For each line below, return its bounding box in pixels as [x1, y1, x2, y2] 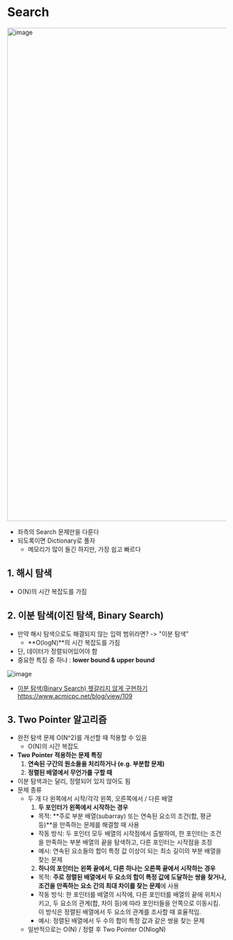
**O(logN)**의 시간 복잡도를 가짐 [27, 638, 120, 646]
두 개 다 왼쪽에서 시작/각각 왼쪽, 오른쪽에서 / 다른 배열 [27, 794, 173, 803]
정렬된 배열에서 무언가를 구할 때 [27, 768, 113, 777]
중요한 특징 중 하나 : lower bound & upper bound [17, 655, 155, 664]
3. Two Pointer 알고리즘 [7, 713, 107, 725]
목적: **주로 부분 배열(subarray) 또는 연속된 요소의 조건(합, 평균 [38, 812, 212, 820]
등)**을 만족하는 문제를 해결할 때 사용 [38, 821, 140, 829]
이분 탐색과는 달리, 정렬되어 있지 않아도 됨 [17, 777, 131, 785]
